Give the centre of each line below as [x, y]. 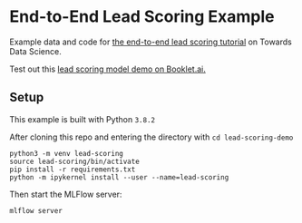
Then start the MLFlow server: [66, 194]
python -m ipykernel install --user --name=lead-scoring [119, 177]
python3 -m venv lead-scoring [67, 153]
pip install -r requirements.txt [73, 170]
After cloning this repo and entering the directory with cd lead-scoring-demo [151, 137]
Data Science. [35, 51]
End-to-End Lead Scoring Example [142, 17]
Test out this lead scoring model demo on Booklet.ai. [107, 69]
